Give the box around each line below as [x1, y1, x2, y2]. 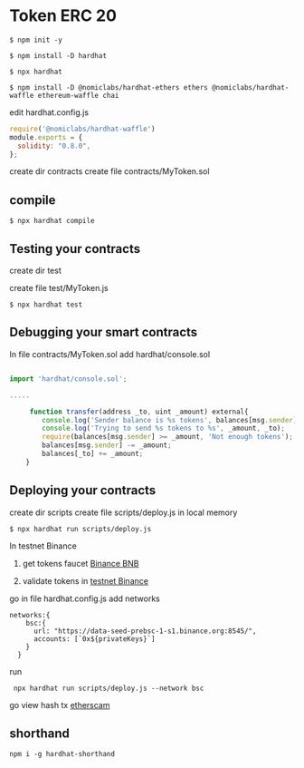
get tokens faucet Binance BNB [22, 558, 139, 569]
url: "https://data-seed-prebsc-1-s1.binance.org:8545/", [33, 627, 257, 636]
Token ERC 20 [9, 5, 118, 26]
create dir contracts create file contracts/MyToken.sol [9, 166, 210, 177]
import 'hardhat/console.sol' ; [9, 374, 128, 384]
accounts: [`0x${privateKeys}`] [33, 634, 156, 644]
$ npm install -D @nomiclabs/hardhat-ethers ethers [9, 83, 208, 92]
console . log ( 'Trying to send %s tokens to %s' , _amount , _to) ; [42, 423, 285, 433]
